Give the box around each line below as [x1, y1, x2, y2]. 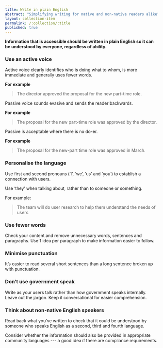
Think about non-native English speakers [5, 307, 104, 313]
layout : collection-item [5, 16, 55, 21]
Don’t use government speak [5, 278, 75, 285]
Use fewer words [5, 221, 46, 228]
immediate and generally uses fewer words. [5, 72, 93, 78]
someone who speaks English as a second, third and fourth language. [5, 323, 145, 329]
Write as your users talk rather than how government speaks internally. [5, 289, 147, 295]
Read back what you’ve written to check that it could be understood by [5, 317, 147, 324]
